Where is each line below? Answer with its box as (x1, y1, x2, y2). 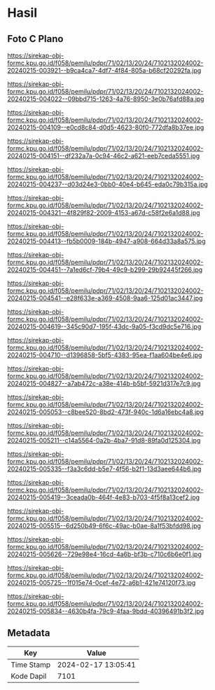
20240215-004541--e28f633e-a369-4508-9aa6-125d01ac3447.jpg (7, 294, 203, 302)
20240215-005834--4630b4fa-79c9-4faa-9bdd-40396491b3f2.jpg (7, 607, 204, 615)
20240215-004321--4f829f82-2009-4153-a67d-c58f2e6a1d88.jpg (7, 209, 201, 216)
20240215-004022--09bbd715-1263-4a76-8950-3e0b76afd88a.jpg (7, 95, 204, 103)
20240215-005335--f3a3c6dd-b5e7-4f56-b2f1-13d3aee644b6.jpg (7, 464, 202, 473)
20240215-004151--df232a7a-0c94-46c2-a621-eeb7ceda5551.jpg (7, 152, 200, 160)
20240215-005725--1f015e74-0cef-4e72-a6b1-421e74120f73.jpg (7, 579, 196, 586)
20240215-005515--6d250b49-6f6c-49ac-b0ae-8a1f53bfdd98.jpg (7, 522, 202, 530)
